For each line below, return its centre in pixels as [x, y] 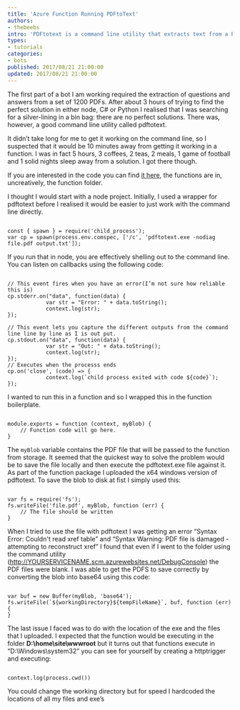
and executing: [29, 659]
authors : [20, 21]
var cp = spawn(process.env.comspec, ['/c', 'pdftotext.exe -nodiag [111, 237]
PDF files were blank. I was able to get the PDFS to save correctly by [108, 569]
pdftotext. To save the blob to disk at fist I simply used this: [94, 480]
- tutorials [25, 47]
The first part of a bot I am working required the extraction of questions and [119, 94]
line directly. [25, 211]
